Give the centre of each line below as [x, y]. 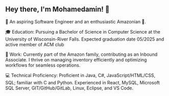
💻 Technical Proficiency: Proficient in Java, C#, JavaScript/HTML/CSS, [80, 75]
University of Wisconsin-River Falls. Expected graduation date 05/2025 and [85, 39]
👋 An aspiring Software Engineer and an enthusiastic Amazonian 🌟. [76, 21]
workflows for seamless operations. [43, 65]
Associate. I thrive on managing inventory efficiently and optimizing [76, 59]
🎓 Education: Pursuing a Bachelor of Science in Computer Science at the [83, 31]
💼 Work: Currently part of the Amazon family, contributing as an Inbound [81, 54]
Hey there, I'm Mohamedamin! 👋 [57, 9]
